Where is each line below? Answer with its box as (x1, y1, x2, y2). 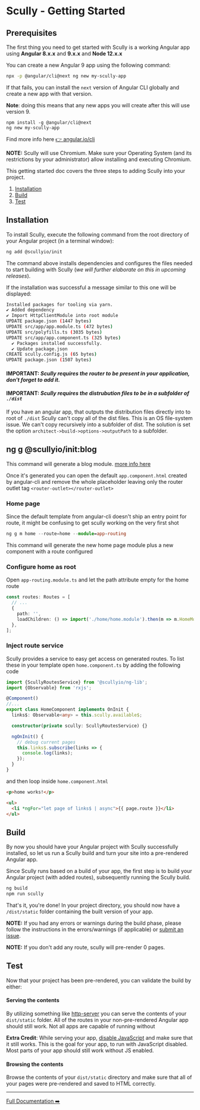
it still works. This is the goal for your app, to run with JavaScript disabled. (6, 1041, 188, 1048)
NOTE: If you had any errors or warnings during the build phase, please (6, 919, 182, 926)
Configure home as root (6, 562, 76, 571)
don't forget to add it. (6, 376, 61, 383)
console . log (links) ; (21, 750, 73, 756)
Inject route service (6, 642, 64, 650)
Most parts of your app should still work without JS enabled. (6, 1047, 154, 1054)
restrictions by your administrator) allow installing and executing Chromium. (6, 156, 192, 163)
